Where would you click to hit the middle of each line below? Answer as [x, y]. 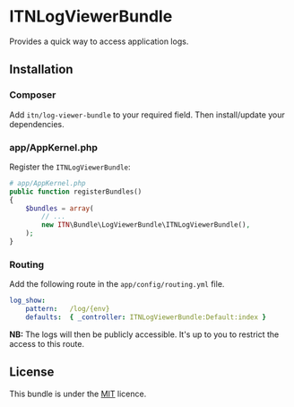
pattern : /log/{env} [68, 309]
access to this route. [47, 343]
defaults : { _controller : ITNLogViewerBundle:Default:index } [146, 317]
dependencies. [37, 124]
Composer [33, 95]
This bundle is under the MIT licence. [78, 394]
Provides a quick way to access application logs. [99, 41]
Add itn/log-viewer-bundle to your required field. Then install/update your [147, 115]
